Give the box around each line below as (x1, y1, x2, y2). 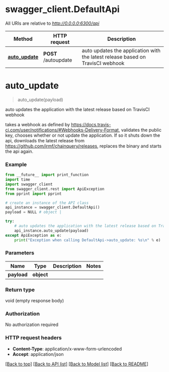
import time (5, 177, 30, 182)
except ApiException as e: (5, 233, 62, 238)
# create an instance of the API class (5, 200, 89, 205)
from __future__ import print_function (5, 173, 89, 178)
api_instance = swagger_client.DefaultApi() (5, 205, 100, 210)
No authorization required (5, 322, 59, 328)
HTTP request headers (5, 334, 62, 341)
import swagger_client (5, 182, 53, 187)
